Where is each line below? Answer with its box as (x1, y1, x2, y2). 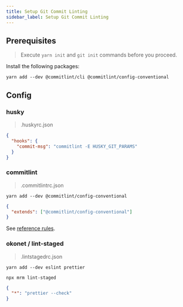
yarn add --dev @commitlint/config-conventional (6, 193, 127, 199)
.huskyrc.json (20, 121, 53, 128)
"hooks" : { (11, 138, 38, 144)
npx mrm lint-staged (6, 275, 57, 281)
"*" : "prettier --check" (11, 291, 72, 296)
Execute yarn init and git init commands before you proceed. (20, 51, 177, 59)
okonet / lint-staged (6, 239, 64, 248)
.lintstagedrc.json (20, 253, 63, 260)
